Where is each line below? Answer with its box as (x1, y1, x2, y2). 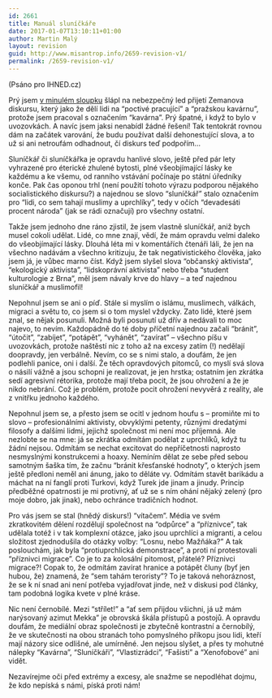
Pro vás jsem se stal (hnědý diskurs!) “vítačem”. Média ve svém (8, 510, 221, 520)
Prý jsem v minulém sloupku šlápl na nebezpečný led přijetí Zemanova (8, 95, 244, 105)
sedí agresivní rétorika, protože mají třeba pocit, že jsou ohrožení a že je (8, 375, 249, 385)
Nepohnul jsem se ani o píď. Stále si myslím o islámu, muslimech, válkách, (8, 297, 257, 307)
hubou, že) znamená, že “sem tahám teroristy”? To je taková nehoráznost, (8, 570, 257, 581)
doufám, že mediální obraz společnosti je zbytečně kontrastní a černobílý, (8, 621, 256, 631)
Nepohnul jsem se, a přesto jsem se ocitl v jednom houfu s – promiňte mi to (8, 408, 260, 418)
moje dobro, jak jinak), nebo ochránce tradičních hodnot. (8, 495, 199, 505)
